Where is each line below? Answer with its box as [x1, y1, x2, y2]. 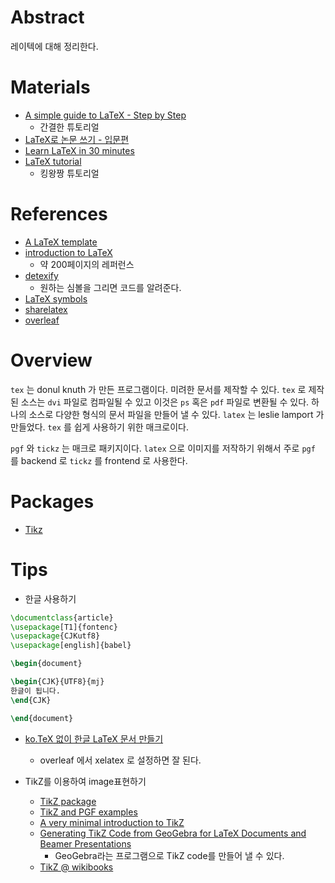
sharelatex [24, 303, 68, 315]
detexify [24, 269, 59, 281]
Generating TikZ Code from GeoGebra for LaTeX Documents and [39, 827, 307, 839]
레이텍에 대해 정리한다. [10, 40, 99, 52]
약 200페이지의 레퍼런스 [39, 258, 135, 270]
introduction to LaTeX [24, 246, 113, 258]
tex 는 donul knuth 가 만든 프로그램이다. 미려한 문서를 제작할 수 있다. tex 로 [10, 383, 307, 395]
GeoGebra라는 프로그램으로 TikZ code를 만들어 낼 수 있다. [54, 849, 285, 861]
